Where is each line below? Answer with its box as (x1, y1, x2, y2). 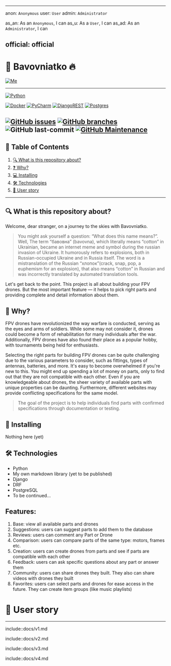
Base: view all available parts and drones (12, 521, 98, 527)
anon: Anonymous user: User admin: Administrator (5, 10, 108, 16)
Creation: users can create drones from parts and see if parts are (12, 548, 150, 554)
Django (12, 476, 28, 482)
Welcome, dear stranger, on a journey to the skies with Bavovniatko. (5, 223, 148, 229)
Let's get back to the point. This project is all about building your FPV (5, 281, 150, 287)
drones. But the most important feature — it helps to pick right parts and (5, 287, 157, 293)
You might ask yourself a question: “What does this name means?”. (17, 233, 159, 239)
